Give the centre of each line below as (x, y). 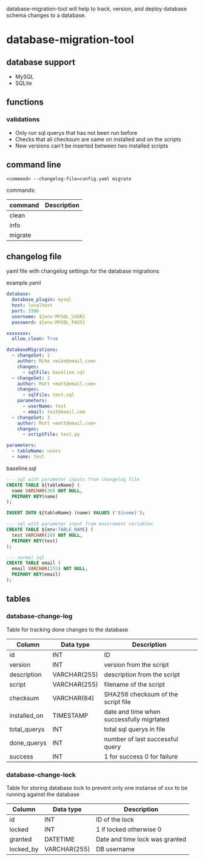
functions (25, 102)
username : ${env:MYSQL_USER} (49, 316)
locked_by (24, 849)
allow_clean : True (35, 339)
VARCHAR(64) (73, 698)
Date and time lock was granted (141, 839)
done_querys (28, 743)
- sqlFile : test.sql (48, 395)
